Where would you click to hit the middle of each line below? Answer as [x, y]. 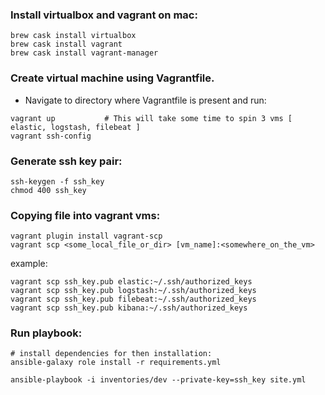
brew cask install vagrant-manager [84, 53]
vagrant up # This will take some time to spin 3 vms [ [151, 118]
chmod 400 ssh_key [48, 190]
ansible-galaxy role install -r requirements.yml [116, 363]
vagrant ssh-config [51, 136]
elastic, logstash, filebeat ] [75, 127]
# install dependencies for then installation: [111, 354]
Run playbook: [46, 333]
